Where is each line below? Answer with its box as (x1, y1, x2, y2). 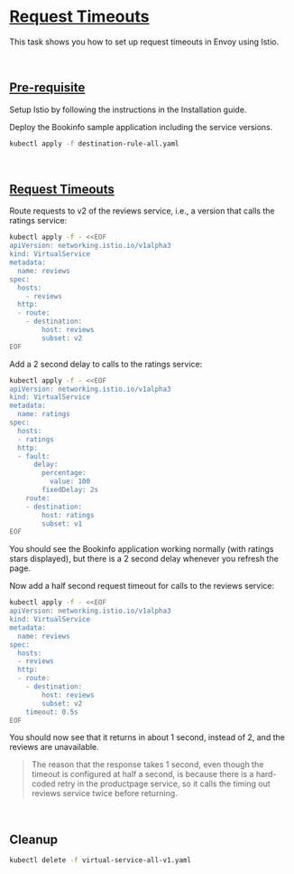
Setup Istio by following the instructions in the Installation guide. (9, 104, 247, 115)
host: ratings (41, 510, 95, 519)
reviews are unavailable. (9, 742, 99, 753)
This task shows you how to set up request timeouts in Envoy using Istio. (9, 36, 280, 47)
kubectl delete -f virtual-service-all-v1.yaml (9, 856, 192, 865)
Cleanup (9, 831, 59, 847)
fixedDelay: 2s (41, 486, 99, 495)
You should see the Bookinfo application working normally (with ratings (9, 544, 274, 555)
